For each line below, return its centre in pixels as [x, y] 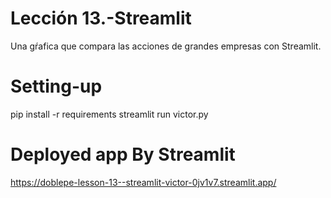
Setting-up [56, 86]
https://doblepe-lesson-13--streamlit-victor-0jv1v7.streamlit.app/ [143, 182]
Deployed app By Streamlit [123, 154]
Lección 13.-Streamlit [101, 18]
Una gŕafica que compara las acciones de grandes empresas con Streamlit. [166, 46]
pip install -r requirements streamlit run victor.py [109, 114]
